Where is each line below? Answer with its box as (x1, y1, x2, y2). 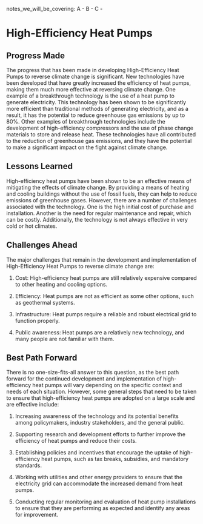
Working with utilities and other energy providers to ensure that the (15, 474, 183, 481)
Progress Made (6, 50, 65, 61)
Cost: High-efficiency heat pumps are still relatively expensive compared (15, 274, 197, 281)
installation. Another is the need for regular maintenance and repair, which (6, 209, 191, 217)
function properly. (15, 317, 61, 324)
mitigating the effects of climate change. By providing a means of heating (6, 184, 190, 191)
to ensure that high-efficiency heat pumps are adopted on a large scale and (6, 394, 195, 402)
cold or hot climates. (6, 222, 58, 230)
